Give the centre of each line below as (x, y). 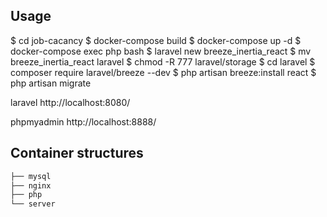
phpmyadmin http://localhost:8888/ (83, 121)
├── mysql (31, 176)
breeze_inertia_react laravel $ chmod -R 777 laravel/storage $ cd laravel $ (163, 61)
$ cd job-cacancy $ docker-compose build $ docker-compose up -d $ (156, 40)
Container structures (77, 153)
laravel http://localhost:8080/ (70, 102)
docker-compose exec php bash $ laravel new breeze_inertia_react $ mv (161, 51)
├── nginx (31, 185)
